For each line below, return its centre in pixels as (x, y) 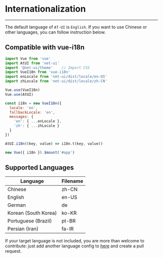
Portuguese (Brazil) (30, 221)
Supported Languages (40, 167)
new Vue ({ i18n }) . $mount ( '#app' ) (40, 152)
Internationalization (45, 9)
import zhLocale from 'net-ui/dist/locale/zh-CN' (56, 81)
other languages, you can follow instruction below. (55, 32)
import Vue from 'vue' (28, 59)
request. (13, 251)
